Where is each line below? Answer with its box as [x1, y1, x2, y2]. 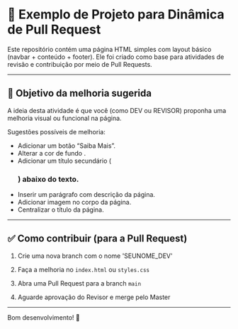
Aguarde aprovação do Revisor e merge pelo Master [17, 293, 171, 301]
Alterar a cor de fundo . [17, 149, 86, 157]
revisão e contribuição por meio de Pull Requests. [7, 60, 152, 68]
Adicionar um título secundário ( [17, 156, 112, 165]
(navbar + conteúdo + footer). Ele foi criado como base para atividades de [7, 53, 225, 61]
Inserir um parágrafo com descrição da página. [17, 190, 156, 199]
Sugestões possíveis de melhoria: [7, 127, 106, 136]
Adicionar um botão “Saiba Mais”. [17, 141, 115, 150]
